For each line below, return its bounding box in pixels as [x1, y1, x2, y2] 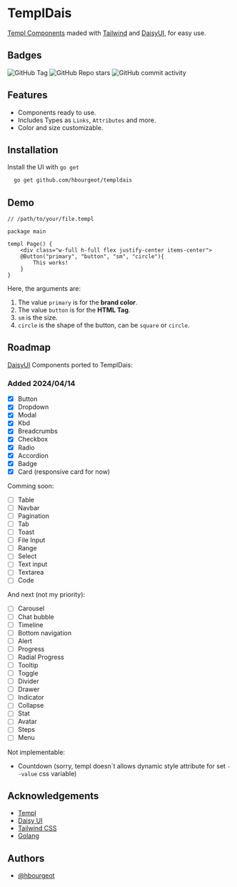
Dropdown [17, 402, 49, 412]
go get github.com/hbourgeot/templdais [14, 177, 133, 184]
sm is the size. [17, 313, 59, 322]
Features [7, 89, 48, 101]
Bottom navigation [17, 628, 72, 637]
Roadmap [7, 342, 51, 354]
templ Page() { [7, 241, 53, 248]
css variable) [39, 769, 77, 778]
